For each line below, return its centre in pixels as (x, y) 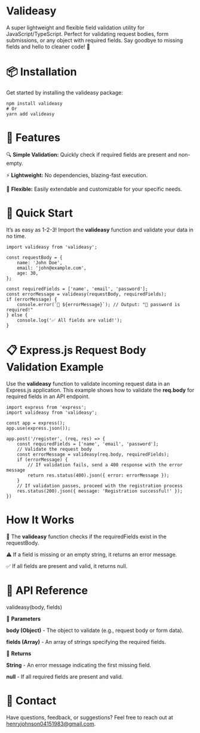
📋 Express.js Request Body (76, 350)
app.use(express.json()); (38, 428)
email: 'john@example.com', (52, 268)
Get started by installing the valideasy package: (65, 92)
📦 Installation (41, 72)
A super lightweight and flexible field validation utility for (76, 28)
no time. (16, 236)
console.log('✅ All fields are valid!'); (70, 320)
